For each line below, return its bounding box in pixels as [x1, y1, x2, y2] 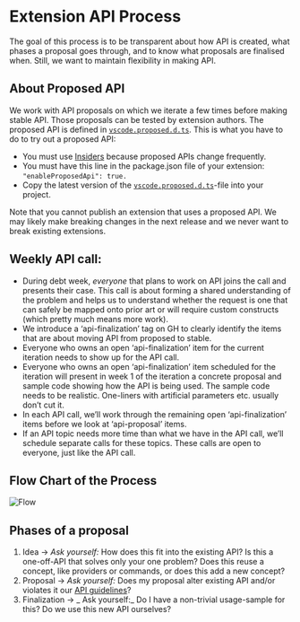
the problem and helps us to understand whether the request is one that [21, 294, 288, 305]
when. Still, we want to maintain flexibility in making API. [9, 55, 217, 66]
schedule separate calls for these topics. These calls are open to [21, 437, 261, 448]
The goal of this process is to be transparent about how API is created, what [9, 36, 290, 47]
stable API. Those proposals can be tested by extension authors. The [9, 114, 264, 125]
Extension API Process [9, 6, 182, 27]
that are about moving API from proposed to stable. [21, 332, 212, 343]
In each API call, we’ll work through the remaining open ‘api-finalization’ [21, 408, 287, 419]
